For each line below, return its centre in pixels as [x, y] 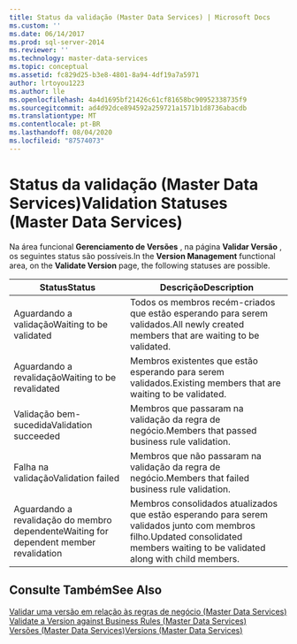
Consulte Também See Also [85, 590]
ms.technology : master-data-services [79, 58]
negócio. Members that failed [190, 478]
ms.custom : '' [35, 26]
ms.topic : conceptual [49, 67]
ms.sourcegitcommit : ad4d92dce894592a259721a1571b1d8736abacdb [128, 108]
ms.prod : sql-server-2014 [57, 42]
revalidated [37, 388]
